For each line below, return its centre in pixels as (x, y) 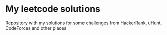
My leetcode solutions (53, 9)
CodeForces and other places (36, 28)
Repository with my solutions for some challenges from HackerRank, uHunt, (84, 23)
